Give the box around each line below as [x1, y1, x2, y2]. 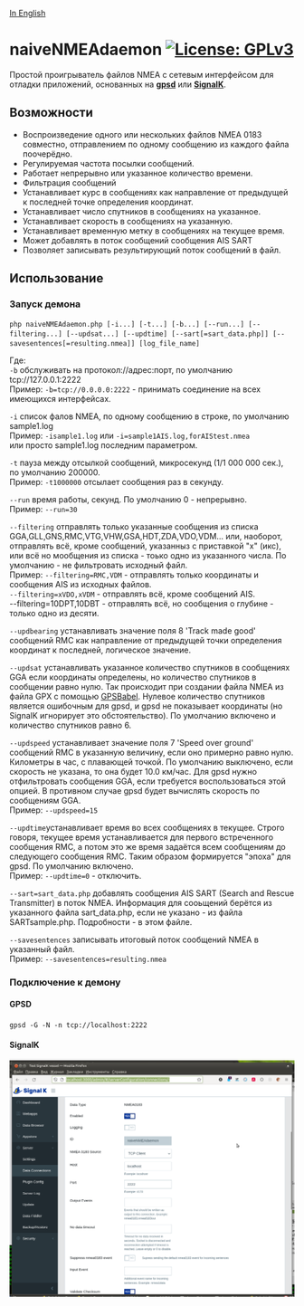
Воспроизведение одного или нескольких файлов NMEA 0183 [22, 129, 262, 139]
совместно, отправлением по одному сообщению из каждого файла [22, 138, 290, 149]
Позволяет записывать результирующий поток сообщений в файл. [22, 244, 281, 255]
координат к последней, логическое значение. [9, 644, 192, 655]
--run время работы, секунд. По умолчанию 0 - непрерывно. [9, 494, 247, 505]
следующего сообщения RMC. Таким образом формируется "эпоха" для [9, 851, 291, 863]
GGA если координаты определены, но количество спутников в [9, 672, 257, 682]
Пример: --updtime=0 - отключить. [9, 871, 142, 882]
